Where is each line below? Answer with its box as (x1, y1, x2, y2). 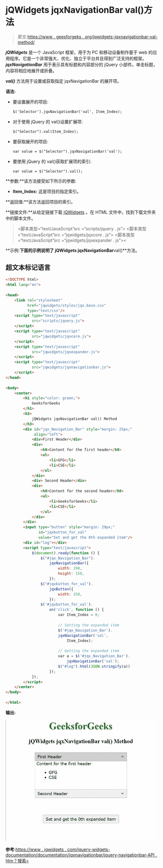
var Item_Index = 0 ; (58, 612, 100, 618)
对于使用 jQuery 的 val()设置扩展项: (12, 118, 83, 125)
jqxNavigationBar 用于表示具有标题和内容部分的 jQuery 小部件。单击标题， (5, 62, 158, 67)
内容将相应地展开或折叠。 (5, 67, 57, 73)
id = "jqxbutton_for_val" (38, 530, 87, 535)
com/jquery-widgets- (67, 846, 110, 852)
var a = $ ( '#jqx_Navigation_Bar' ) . (58, 654, 131, 659)
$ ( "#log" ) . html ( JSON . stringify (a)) (58, 664, 131, 669)
